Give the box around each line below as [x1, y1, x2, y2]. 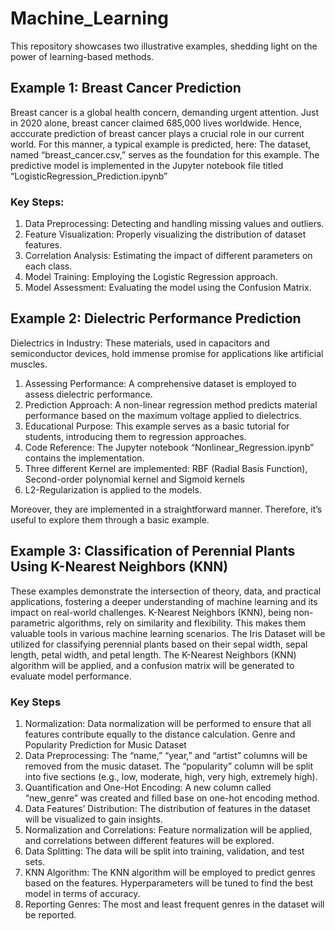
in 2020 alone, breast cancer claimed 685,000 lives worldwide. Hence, [10, 117, 303, 129]
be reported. [24, 908, 77, 921]
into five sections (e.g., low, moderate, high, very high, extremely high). [24, 770, 318, 782]
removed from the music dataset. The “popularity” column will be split [24, 760, 314, 772]
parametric [10, 617, 56, 629]
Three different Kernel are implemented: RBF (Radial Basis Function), [24, 462, 308, 474]
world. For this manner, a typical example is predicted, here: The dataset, [10, 138, 312, 150]
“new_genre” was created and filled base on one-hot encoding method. [24, 792, 320, 804]
